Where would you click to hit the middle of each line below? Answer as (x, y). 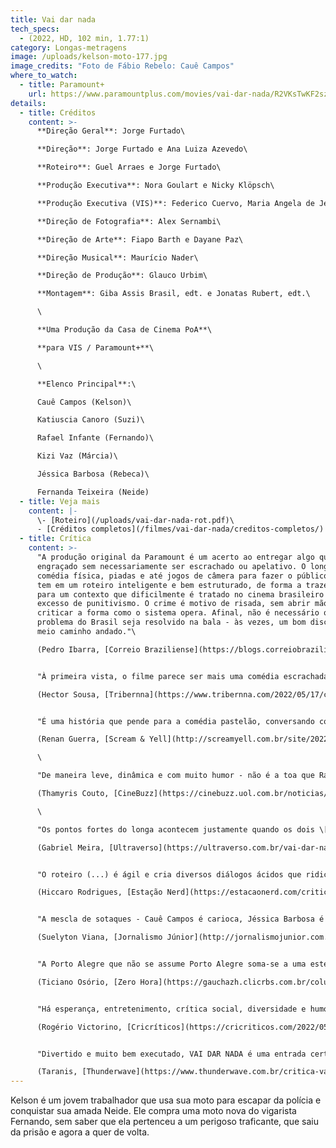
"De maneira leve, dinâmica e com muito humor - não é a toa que (175, 776)
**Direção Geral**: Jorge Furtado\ (111, 131)
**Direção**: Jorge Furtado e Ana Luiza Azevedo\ (142, 149)
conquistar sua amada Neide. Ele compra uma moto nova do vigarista (153, 1111)
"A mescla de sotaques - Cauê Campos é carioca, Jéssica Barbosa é (180, 919)
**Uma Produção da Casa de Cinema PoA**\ (124, 330)
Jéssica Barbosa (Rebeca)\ (93, 474)
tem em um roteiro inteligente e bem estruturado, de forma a (169, 585)
